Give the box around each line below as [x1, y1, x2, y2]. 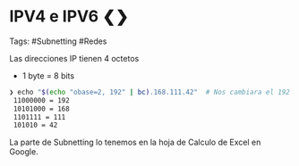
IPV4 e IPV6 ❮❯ [9, 6, 129, 27]
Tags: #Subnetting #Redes [9, 36, 107, 46]
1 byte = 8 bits [21, 70, 74, 81]
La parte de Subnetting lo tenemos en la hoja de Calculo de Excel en [9, 137, 261, 148]
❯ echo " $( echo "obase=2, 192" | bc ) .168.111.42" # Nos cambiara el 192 [9, 87, 291, 96]
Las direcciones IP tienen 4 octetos [9, 53, 140, 63]
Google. [9, 146, 38, 157]
